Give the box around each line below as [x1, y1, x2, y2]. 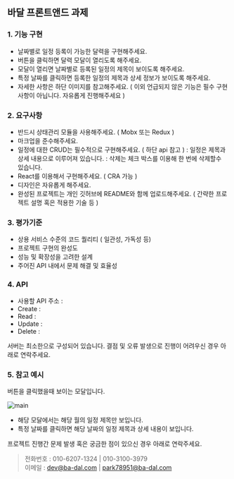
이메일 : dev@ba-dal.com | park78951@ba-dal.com [24, 463, 172, 471]
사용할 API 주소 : [17, 296, 63, 305]
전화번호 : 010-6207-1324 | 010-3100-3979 [24, 454, 148, 463]
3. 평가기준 [7, 217, 43, 227]
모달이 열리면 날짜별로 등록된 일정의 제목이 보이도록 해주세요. [17, 64, 185, 73]
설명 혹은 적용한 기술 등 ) [30, 198, 99, 207]
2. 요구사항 [7, 110, 43, 120]
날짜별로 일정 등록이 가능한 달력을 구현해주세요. [17, 47, 148, 55]
